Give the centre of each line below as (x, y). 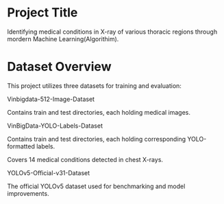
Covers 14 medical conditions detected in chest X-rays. (85, 159)
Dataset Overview (59, 67)
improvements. (28, 193)
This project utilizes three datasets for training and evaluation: (94, 86)
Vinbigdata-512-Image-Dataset (51, 99)
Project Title (42, 13)
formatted (21, 146)
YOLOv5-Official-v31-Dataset (49, 172)
